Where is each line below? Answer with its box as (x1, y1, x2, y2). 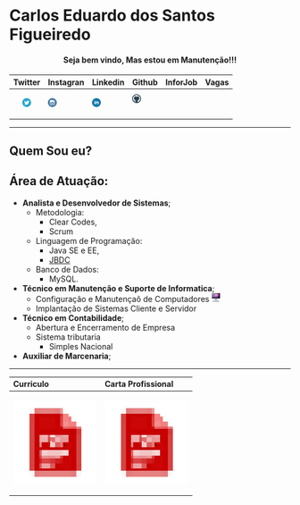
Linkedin (92, 77, 125, 88)
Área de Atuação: (9, 173, 109, 189)
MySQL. (48, 274, 79, 284)
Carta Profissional (104, 379, 174, 390)
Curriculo (12, 379, 49, 390)
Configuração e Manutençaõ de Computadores (35, 293, 210, 304)
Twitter (12, 77, 41, 88)
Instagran (47, 77, 85, 88)
